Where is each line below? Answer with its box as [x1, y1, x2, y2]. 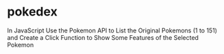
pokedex [7, 4, 58, 20]
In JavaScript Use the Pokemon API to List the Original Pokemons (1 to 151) [7, 26, 218, 34]
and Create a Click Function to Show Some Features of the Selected [7, 33, 199, 41]
